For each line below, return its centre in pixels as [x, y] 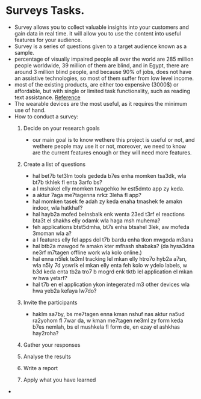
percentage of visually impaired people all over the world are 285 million [104, 59]
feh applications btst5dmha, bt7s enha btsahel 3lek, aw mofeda [111, 227]
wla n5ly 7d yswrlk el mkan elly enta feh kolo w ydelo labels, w [110, 265]
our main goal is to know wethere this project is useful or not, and [113, 139]
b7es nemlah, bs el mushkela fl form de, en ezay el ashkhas [106, 327]
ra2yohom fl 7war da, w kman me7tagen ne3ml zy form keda [108, 320]
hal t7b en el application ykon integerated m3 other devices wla [111, 284]
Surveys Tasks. [45, 11]
